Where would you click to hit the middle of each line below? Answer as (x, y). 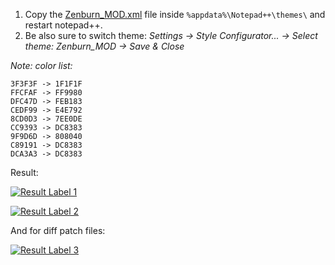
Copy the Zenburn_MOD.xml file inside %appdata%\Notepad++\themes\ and (175, 14)
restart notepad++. (63, 25)
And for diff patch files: (58, 230)
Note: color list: (41, 65)
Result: (24, 172)
